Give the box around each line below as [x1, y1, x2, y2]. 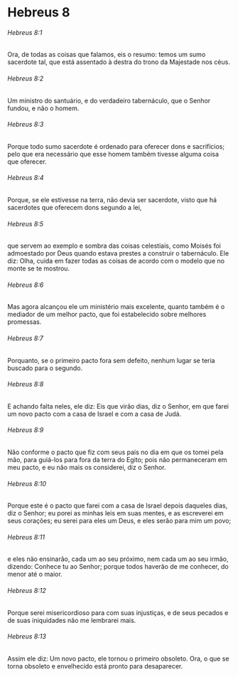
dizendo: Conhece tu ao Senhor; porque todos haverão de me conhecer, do [7, 562, 229, 571]
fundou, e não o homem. [7, 104, 80, 112]
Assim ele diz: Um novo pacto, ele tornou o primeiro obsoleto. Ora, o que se [7, 654, 229, 663]
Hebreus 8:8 [7, 380, 44, 389]
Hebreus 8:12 [7, 587, 46, 595]
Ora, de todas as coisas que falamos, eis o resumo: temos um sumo [7, 51, 206, 59]
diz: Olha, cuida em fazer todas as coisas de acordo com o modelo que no [7, 257, 225, 266]
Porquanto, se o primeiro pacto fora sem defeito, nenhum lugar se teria [7, 356, 215, 364]
